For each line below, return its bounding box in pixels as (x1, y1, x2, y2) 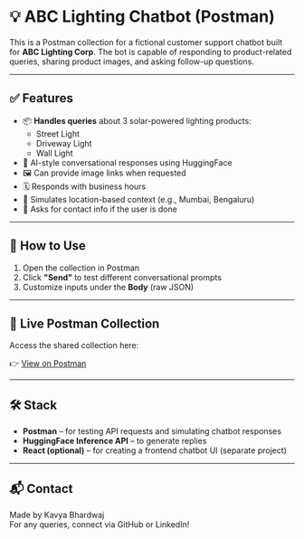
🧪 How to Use (9, 238, 86, 254)
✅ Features (9, 90, 74, 106)
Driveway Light (35, 137, 92, 148)
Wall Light (35, 147, 74, 158)
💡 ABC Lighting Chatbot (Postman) (9, 6, 275, 27)
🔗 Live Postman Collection (9, 316, 160, 331)
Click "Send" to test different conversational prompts (22, 271, 222, 282)
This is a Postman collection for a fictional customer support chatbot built (9, 36, 283, 47)
